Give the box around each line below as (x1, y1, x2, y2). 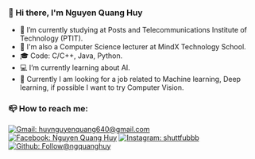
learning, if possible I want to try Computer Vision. (19, 83, 184, 92)
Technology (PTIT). (19, 33, 83, 43)
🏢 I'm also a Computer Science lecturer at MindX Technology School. (19, 42, 246, 52)
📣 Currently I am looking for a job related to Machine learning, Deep (19, 75, 241, 84)
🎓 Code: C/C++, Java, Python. (19, 51, 123, 60)
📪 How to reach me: (8, 103, 89, 114)
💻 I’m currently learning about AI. (19, 63, 131, 72)
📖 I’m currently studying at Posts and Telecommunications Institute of (19, 25, 248, 35)
